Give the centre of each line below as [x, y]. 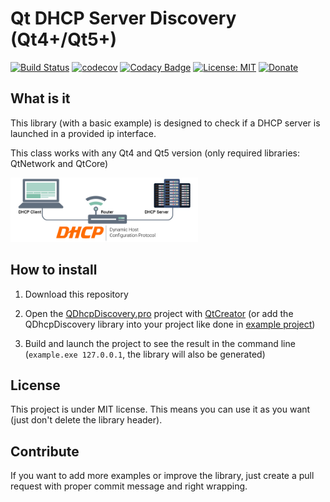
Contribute [45, 451]
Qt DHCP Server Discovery [123, 18]
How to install [54, 270]
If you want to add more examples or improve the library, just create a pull [162, 476]
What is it [40, 98]
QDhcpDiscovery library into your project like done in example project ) [170, 324]
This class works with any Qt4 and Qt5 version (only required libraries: [155, 153]
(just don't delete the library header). [86, 420]
